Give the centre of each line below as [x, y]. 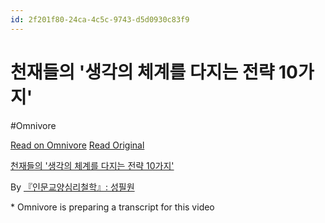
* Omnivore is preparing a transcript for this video [112, 207]
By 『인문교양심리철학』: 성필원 [72, 187]
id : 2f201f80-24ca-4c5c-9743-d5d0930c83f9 [100, 19]
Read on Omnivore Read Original [77, 145]
